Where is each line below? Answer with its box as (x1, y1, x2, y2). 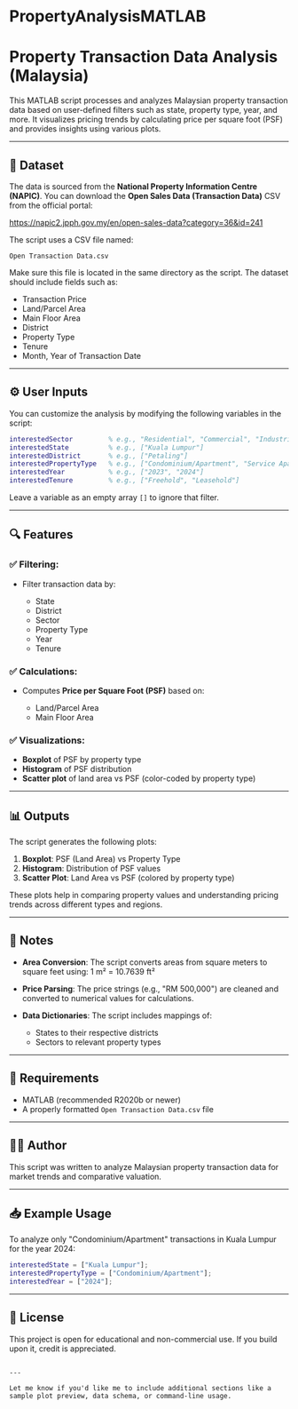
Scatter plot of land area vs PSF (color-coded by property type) (21, 773, 256, 784)
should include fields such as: (9, 276, 118, 287)
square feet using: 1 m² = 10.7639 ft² (21, 966, 155, 976)
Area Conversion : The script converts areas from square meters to (21, 957, 268, 967)
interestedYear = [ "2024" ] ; (9, 1278, 114, 1286)
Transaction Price (21, 293, 87, 304)
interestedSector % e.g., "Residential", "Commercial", (9, 434, 252, 443)
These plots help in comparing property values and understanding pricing (9, 890, 279, 901)
